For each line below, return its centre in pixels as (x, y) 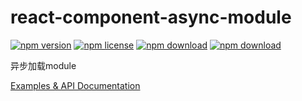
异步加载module (43, 65)
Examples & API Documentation (75, 85)
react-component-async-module (151, 17)
